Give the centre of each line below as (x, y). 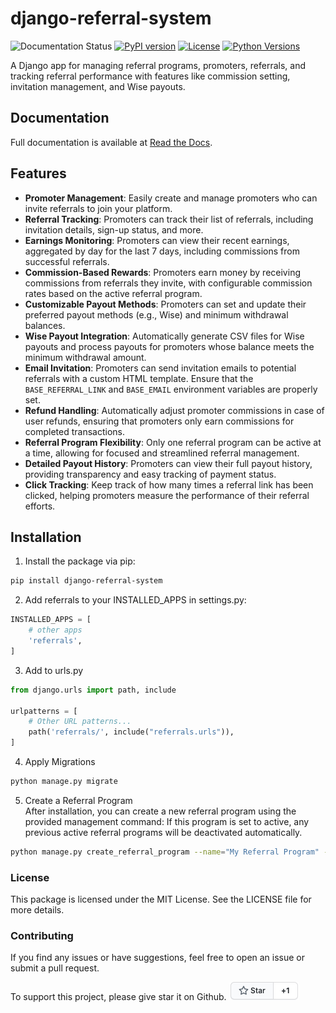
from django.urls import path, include (93, 690)
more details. (37, 910)
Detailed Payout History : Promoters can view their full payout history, (168, 463)
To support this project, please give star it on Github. (118, 997)
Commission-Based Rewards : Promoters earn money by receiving (162, 272)
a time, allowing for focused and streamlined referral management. (162, 453)
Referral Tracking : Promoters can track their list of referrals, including (169, 219)
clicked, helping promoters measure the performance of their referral (167, 495)
